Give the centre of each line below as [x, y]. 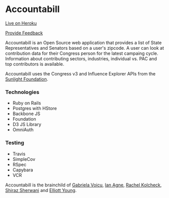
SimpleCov [24, 159]
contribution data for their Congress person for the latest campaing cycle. [82, 53]
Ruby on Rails [27, 103]
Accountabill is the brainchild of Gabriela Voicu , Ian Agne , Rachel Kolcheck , [83, 185]
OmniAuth [23, 130]
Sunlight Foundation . [27, 79]
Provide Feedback [24, 33]
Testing [15, 143]
